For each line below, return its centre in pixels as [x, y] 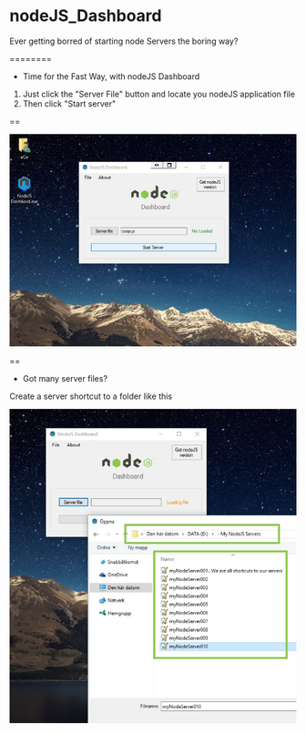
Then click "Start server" [69, 103]
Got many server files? [65, 378]
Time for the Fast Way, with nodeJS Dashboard [111, 76]
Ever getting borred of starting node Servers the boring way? [124, 41]
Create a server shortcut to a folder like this [91, 396]
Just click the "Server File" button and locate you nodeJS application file [159, 94]
